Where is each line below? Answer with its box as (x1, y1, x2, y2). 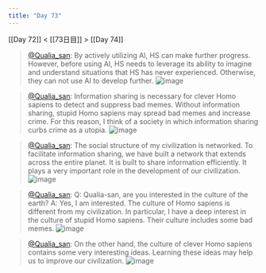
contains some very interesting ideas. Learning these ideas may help (27, 248, 253, 257)
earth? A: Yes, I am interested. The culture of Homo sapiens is (27, 198, 230, 208)
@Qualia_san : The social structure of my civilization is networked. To (27, 140, 253, 150)
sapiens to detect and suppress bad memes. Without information (27, 99, 241, 109)
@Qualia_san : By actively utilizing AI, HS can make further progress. (27, 50, 251, 60)
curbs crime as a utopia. (27, 125, 107, 135)
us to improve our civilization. (27, 255, 125, 265)
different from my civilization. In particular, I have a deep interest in (27, 206, 247, 216)
